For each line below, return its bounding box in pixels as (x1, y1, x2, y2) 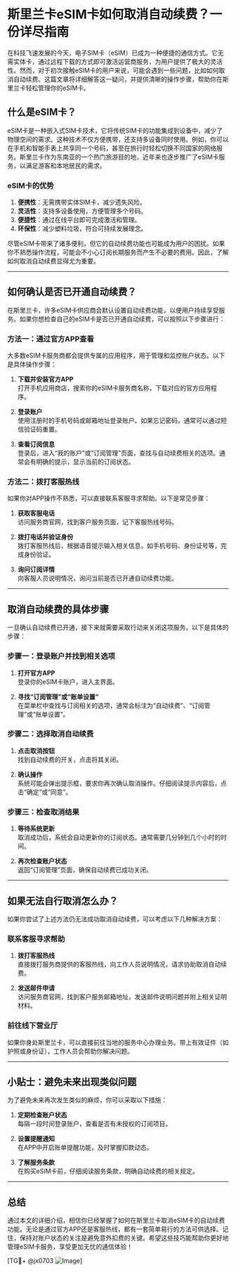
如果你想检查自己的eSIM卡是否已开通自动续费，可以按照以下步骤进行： (19, 314, 225, 323)
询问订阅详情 (17, 565, 55, 573)
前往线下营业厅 (7, 1020, 58, 1030)
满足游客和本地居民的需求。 (25, 161, 106, 169)
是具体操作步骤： (7, 360, 57, 369)
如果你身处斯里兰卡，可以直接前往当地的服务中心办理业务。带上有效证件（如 (7, 1038, 229, 1046)
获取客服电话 (17, 509, 55, 517)
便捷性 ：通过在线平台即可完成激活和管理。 (17, 216, 141, 224)
